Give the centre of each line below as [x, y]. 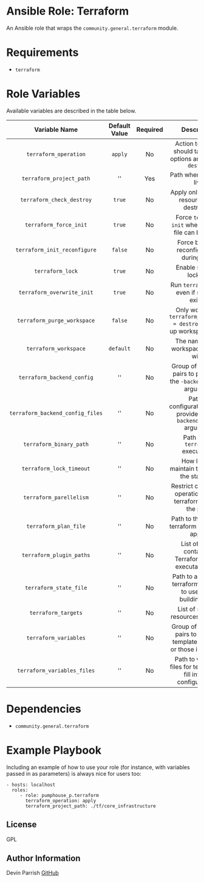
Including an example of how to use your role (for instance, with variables [98, 767]
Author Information [43, 858]
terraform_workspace [56, 348]
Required [150, 129]
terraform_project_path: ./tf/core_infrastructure [90, 806]
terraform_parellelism [56, 497]
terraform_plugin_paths [56, 555]
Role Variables [43, 94]
